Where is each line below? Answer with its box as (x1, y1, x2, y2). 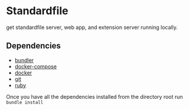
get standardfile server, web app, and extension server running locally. (6, 24, 178, 31)
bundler (14, 56, 34, 63)
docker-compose (14, 63, 57, 70)
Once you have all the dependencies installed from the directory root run (6, 93, 183, 100)
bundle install (6, 99, 44, 105)
